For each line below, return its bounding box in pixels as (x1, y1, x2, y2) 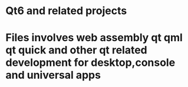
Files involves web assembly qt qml (5, 31, 183, 45)
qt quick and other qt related (5, 43, 148, 57)
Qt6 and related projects (5, 4, 127, 18)
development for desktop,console (5, 56, 176, 69)
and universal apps (5, 69, 101, 82)
